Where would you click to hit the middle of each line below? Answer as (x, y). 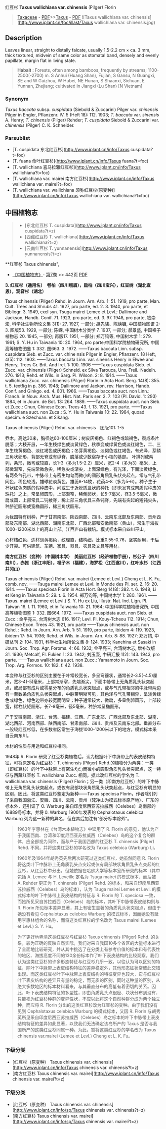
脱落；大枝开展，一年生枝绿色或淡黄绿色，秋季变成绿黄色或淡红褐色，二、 (81, 445)
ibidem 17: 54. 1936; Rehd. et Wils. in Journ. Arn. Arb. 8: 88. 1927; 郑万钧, (79, 636)
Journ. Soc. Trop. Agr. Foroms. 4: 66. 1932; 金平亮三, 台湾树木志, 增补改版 (80, 648)
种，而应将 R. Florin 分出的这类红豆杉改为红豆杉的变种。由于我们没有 (87, 1005)
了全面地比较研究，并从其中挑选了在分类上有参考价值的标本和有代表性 (89, 949)
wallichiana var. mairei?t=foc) (42, 184)
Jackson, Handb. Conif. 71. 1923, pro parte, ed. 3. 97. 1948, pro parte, (76, 318)
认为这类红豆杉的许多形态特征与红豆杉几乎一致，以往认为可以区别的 (86, 962)
